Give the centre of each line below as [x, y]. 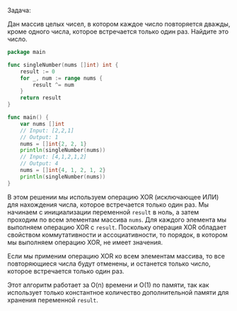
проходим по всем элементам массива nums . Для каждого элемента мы [117, 219]
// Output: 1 [39, 137]
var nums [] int [42, 124]
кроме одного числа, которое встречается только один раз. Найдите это [118, 32]
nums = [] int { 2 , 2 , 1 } [53, 144]
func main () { [28, 117]
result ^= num [53, 84]
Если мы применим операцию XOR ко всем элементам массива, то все [116, 256]
